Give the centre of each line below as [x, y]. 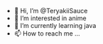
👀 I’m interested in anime [50, 18]
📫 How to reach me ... [47, 34]
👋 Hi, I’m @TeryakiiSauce [51, 11]
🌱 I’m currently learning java [55, 25]
